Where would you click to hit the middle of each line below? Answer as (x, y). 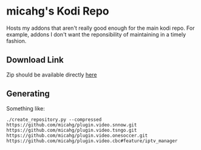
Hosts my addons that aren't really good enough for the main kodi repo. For (101, 28)
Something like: (26, 108)
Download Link (35, 60)
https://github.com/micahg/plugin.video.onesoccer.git (77, 135)
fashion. (16, 41)
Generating (28, 94)
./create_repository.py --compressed (54, 120)
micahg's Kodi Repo (58, 11)
